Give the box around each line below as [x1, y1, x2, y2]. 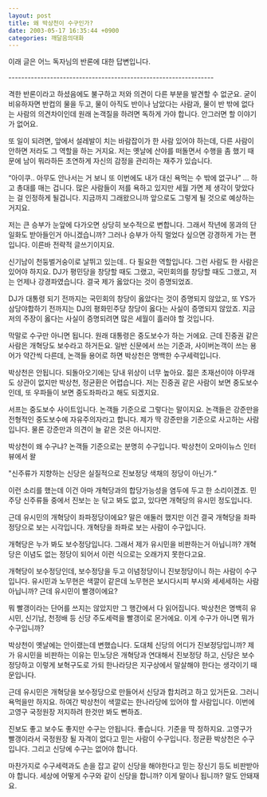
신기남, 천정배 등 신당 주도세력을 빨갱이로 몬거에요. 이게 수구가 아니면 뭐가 [25, 613, 255, 623]
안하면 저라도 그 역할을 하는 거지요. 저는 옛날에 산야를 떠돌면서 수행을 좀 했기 [8, 146, 246, 156]
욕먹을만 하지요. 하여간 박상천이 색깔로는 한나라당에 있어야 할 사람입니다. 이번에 [8, 697, 255, 707]
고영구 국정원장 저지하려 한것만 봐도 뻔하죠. [8, 708, 143, 717]
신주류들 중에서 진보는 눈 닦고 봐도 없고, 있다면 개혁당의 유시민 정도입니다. [22, 496, 253, 506]
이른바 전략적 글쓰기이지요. [31, 240, 116, 250]
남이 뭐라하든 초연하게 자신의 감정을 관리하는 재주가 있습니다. [22, 157, 213, 166]
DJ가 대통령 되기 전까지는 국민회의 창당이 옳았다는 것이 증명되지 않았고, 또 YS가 [8, 294, 257, 303]
